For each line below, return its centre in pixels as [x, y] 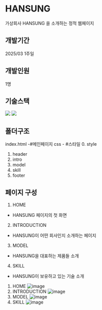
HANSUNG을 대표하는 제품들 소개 [45, 256]
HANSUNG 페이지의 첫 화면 [39, 215]
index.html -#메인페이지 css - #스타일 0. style [51, 144]
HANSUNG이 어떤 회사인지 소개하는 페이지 [54, 235]
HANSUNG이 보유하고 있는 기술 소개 [48, 276]
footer [19, 175]
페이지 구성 [21, 193]
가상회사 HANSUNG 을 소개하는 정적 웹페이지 [49, 23]
